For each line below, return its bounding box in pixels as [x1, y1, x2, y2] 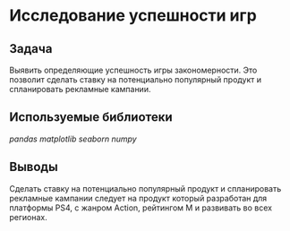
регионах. [9, 211, 47, 222]
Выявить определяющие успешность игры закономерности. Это [9, 64, 258, 75]
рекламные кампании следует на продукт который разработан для [9, 192, 268, 203]
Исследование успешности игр [9, 5, 257, 26]
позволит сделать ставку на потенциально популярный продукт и [9, 74, 262, 85]
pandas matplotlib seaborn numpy [9, 133, 137, 144]
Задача [9, 41, 53, 56]
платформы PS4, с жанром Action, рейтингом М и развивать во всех [9, 202, 273, 213]
